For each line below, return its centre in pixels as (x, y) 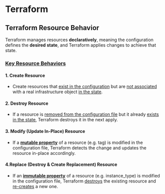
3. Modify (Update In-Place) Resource (45, 131)
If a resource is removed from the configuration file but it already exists (85, 114)
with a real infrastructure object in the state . (57, 92)
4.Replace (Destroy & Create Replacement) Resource (61, 164)
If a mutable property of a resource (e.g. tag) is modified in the (78, 142)
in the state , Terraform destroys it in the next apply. (65, 120)
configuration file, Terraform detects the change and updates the (79, 148)
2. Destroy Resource (27, 103)
